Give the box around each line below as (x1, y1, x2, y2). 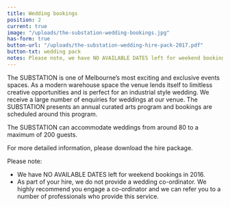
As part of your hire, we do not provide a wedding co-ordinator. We (16, 178, 207, 186)
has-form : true (7, 36, 51, 42)
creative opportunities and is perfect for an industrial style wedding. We (7, 88, 209, 96)
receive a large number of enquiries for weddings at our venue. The (7, 95, 199, 103)
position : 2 (7, 16, 41, 23)
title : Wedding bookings (7, 10, 78, 17)
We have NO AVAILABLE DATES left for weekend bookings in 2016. (16, 170, 205, 178)
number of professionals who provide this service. (16, 192, 159, 200)
